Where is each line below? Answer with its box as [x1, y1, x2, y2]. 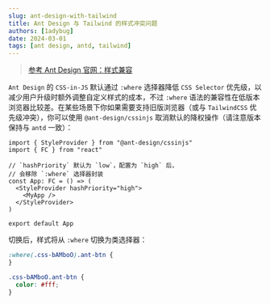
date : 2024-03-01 [8, 34, 67, 43]
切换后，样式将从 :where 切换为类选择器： [8, 235, 147, 245]
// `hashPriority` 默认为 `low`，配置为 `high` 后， [8, 162, 179, 170]
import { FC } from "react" [8, 146, 103, 154]
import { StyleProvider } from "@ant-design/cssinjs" [8, 139, 193, 147]
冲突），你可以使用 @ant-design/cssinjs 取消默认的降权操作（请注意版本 [22, 112, 261, 122]
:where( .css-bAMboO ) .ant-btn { [8, 251, 114, 260]
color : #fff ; [15, 281, 60, 289]
